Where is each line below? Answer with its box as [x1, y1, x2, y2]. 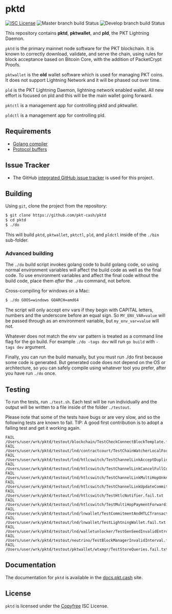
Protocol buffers [12, 146, 47, 152]
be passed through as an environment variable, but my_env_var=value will [5, 318, 159, 324]
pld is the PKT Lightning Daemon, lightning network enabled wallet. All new [5, 87, 164, 93]
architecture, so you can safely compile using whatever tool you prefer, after [5, 365, 166, 371]
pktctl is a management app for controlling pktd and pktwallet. [5, 102, 138, 108]
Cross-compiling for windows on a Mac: [5, 288, 90, 294]
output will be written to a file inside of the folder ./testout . [5, 404, 131, 410]
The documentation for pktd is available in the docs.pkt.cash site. [5, 574, 143, 580]
